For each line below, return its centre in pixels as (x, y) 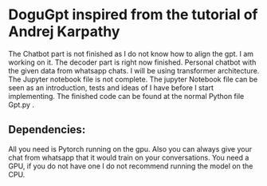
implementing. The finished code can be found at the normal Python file (126, 96)
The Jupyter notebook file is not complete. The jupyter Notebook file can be (133, 79)
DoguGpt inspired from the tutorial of (133, 15)
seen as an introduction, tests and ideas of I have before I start (111, 87)
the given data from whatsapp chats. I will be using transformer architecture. (134, 70)
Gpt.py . (21, 105)
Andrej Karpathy (64, 32)
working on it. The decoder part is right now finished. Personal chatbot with (132, 62)
